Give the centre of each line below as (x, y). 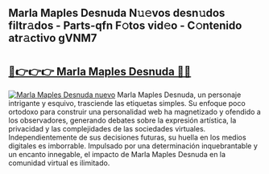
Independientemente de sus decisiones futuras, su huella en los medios (128, 137)
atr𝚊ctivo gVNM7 (53, 38)
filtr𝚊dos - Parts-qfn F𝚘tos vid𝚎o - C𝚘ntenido (125, 26)
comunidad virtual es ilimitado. (59, 163)
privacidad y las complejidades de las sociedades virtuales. (107, 129)
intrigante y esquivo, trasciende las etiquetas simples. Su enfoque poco (127, 103)
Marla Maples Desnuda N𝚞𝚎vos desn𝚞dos (117, 13)
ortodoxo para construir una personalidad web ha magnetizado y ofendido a (135, 112)
